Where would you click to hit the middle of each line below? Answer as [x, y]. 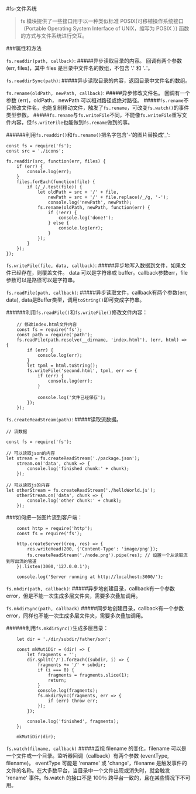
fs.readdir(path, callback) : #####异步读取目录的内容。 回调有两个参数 [94, 61]
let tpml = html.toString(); [63, 366]
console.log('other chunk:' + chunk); [74, 501]
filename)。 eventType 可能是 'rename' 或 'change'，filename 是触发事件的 [97, 763]
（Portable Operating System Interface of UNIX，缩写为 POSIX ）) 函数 [105, 28]
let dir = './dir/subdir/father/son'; [64, 639]
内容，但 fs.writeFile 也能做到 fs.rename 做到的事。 [72, 122]
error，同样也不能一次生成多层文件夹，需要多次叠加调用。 [76, 616]
